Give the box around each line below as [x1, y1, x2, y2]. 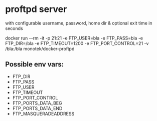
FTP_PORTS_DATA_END [12, 105, 63, 111]
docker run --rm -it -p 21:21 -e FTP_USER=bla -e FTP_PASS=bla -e [5, 35, 143, 41]
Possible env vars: [5, 60, 64, 68]
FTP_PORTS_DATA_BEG [12, 100, 62, 106]
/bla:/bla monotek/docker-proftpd [5, 45, 75, 51]
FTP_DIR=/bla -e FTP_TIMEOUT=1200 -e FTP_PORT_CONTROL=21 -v [5, 40, 149, 46]
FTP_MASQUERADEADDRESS [12, 110, 75, 116]
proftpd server [5, 3, 67, 15]
